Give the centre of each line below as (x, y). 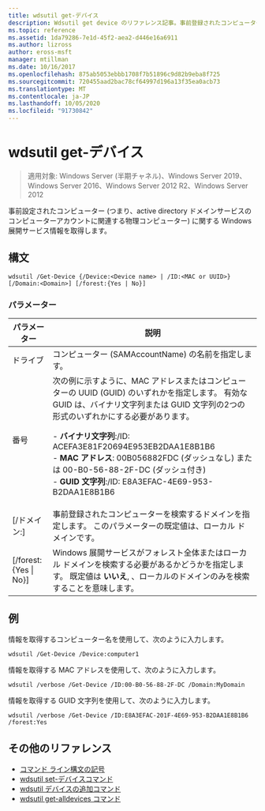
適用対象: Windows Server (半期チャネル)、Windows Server (125, 175)
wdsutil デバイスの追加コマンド (70, 788)
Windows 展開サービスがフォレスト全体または (138, 553)
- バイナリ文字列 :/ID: (91, 437)
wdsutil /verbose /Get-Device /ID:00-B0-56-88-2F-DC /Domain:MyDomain (127, 685)
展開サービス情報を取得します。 (60, 231)
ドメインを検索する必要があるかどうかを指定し (149, 565)
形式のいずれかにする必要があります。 (123, 417)
